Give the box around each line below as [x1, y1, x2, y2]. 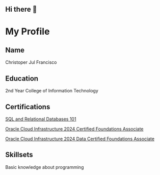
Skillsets [5, 151, 33, 159]
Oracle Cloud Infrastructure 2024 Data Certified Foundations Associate [5, 136, 154, 142]
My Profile [5, 26, 50, 37]
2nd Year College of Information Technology [5, 88, 98, 94]
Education [5, 74, 39, 83]
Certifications [5, 103, 50, 111]
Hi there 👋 [5, 5, 37, 14]
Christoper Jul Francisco [5, 59, 57, 65]
